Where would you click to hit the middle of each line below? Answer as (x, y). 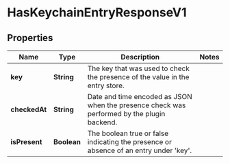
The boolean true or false (128, 133)
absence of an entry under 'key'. (140, 150)
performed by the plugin (126, 114)
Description (140, 57)
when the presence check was (137, 105)
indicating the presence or (130, 142)
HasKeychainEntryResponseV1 (97, 13)
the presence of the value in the (138, 77)
